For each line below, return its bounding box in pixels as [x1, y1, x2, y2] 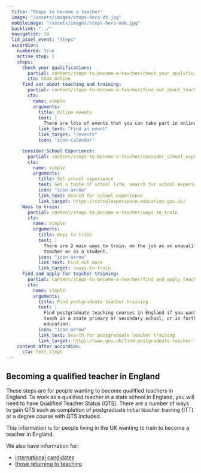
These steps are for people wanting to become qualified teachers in [6, 387, 173, 394]
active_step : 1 [17, 53, 55, 59]
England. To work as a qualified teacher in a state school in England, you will [6, 393, 194, 400]
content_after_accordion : [17, 343, 82, 349]
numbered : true [17, 48, 55, 54]
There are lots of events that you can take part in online [44, 121, 197, 127]
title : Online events [38, 109, 93, 115]
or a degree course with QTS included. [6, 412, 102, 420]
